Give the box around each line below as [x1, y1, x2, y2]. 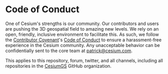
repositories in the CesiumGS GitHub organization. [5, 63, 112, 69]
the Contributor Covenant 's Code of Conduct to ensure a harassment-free [5, 37, 162, 43]
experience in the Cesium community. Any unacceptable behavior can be [5, 42, 160, 48]
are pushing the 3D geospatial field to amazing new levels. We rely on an [5, 26, 159, 32]
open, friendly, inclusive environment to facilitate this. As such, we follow [5, 31, 159, 37]
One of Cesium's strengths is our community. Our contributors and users [5, 20, 159, 27]
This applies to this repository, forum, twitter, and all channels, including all [5, 57, 163, 63]
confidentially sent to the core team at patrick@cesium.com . [5, 47, 133, 54]
